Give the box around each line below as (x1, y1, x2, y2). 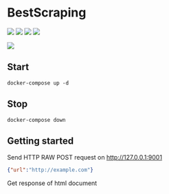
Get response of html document (7, 179, 98, 187)
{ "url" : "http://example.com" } (7, 166, 94, 173)
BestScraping (7, 5, 87, 21)
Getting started (7, 135, 74, 147)
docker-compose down (7, 116, 67, 123)
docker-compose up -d (7, 79, 69, 87)
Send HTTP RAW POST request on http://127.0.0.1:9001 (7, 153, 163, 162)
